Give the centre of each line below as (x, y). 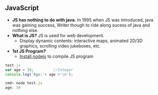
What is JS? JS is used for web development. (58, 35)
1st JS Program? (29, 51)
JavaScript (22, 8)
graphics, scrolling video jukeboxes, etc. (60, 46)
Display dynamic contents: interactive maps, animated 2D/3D (81, 41)
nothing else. (25, 30)
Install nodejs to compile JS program (56, 56)
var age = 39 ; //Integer (39, 70)
